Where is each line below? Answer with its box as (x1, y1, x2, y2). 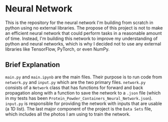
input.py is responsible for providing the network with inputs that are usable (5, 100, 162, 106)
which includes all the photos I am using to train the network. (5, 111, 131, 117)
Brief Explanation (5, 60, 60, 69)
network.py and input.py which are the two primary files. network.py (5, 79, 146, 85)
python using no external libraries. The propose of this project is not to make (5, 24, 163, 30)
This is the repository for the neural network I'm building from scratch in (5, 19, 153, 25)
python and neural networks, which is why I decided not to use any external (5, 40, 161, 46)
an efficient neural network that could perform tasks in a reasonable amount (5, 30, 162, 36)
